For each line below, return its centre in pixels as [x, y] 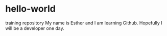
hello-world [31, 9]
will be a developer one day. [35, 28]
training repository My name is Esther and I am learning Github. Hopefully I [84, 23]
